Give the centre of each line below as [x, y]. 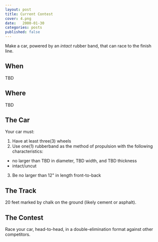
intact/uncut [24, 166]
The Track [21, 190]
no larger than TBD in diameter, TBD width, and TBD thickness [74, 161]
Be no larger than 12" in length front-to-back [56, 176]
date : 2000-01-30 [25, 23]
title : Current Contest [29, 14]
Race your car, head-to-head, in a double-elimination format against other [79, 229]
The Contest [24, 218]
